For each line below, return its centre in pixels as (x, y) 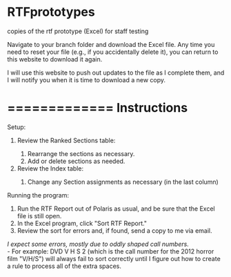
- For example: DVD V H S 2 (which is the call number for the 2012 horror (111, 251)
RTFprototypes (51, 12)
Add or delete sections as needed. (76, 161)
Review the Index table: (50, 168)
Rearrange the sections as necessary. (81, 153)
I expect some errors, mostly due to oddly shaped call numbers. (98, 244)
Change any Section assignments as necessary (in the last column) (123, 182)
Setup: (17, 127)
